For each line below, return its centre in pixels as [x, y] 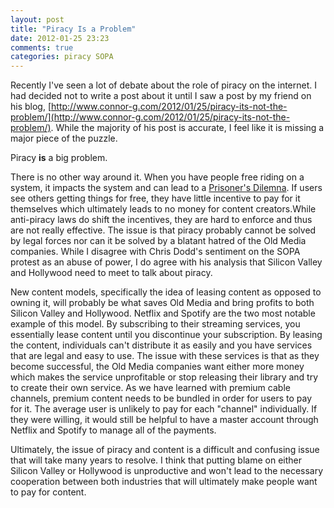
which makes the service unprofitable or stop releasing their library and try [164, 377]
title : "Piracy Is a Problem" [73, 29]
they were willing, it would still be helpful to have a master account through [164, 420]
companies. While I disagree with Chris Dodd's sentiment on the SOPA [155, 252]
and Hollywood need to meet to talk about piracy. [111, 273]
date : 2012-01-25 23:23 [60, 38]
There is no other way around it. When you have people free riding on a [157, 177]
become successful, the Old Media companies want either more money [157, 367]
